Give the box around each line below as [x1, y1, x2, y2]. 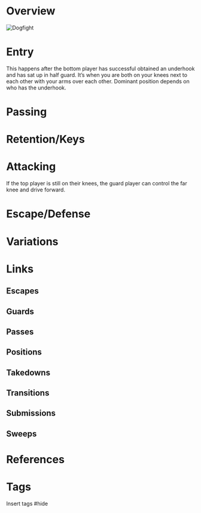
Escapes [6, 286, 39, 296]
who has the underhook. [6, 84, 67, 91]
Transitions [6, 388, 50, 398]
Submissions [6, 408, 56, 418]
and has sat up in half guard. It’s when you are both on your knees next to [6, 71, 187, 79]
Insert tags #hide [6, 500, 48, 507]
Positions [6, 347, 42, 358]
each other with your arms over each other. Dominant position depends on [6, 77, 190, 85]
